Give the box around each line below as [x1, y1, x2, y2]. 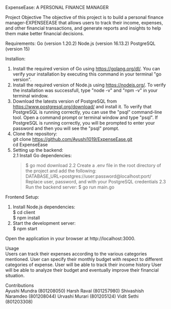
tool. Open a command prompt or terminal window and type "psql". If [12, 114, 158, 121]
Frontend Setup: [5, 194, 39, 200]
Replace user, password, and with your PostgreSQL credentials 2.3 [25, 179, 166, 184]
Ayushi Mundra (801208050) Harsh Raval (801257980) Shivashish [5, 288, 144, 294]
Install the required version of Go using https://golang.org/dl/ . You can [12, 66, 160, 72]
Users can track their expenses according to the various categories [5, 251, 147, 257]
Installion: [5, 56, 26, 62]
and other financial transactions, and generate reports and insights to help [5, 25, 161, 31]
